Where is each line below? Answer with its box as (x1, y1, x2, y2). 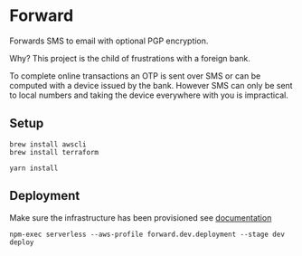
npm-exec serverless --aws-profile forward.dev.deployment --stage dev (9, 230, 285, 239)
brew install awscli (9, 139, 88, 149)
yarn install (9, 164, 59, 173)
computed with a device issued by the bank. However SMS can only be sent (9, 80, 293, 90)
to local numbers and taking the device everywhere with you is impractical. (9, 90, 289, 100)
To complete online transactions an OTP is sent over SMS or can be (9, 70, 261, 81)
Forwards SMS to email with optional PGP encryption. (9, 35, 209, 46)
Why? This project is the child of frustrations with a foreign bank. (9, 52, 251, 63)
